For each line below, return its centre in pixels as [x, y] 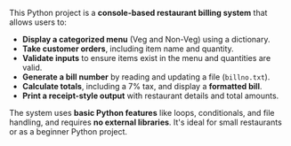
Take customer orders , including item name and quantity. [128, 49]
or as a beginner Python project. [68, 131]
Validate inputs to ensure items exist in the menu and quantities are [146, 58]
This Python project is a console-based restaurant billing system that [138, 13]
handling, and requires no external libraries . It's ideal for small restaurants [145, 122]
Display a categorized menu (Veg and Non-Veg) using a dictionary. [146, 39]
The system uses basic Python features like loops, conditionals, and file [142, 113]
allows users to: [38, 22]
